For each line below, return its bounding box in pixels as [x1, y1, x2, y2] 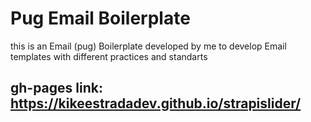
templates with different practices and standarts [10, 50, 208, 62]
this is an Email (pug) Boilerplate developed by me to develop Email [10, 40, 287, 52]
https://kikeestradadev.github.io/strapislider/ [10, 95, 302, 112]
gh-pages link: [10, 80, 103, 97]
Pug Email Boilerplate [10, 7, 191, 30]
